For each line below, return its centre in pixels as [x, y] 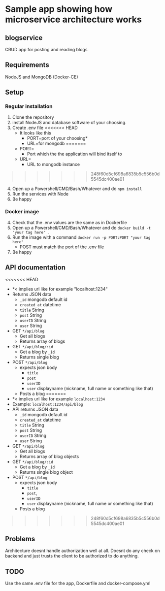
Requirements [27, 65]
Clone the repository [33, 117]
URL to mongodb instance [53, 164]
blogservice [24, 38]
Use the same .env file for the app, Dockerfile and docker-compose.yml [78, 583]
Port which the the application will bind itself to [74, 154]
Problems [20, 539]
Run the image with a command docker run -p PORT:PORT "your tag [81, 237]
